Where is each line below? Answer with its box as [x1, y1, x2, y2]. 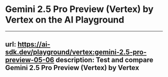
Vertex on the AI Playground [5, 14, 124, 25]
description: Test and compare [55, 56, 153, 64]
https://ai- [17, 40, 50, 48]
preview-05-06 [5, 56, 54, 64]
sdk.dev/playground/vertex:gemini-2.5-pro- [5, 48, 147, 56]
